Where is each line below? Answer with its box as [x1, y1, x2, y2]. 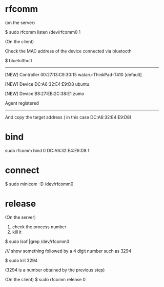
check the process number [12, 224, 67, 230]
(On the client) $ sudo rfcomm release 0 [5, 276, 86, 282]
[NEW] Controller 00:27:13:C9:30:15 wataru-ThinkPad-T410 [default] [5, 72, 142, 77]
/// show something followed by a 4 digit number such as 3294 [5, 248, 132, 254]
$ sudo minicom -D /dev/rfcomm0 [5, 181, 74, 187]
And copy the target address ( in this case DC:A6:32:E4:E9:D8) [5, 114, 132, 120]
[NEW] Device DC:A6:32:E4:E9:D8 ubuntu [5, 81, 89, 87]
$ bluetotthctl [5, 57, 32, 63]
